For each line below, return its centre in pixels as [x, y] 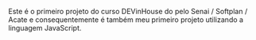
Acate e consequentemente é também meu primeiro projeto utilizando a [126, 20]
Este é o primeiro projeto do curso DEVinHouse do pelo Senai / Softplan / [128, 11]
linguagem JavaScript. [45, 28]
